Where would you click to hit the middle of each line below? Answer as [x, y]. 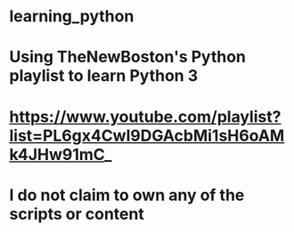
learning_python [72, 16]
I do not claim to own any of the [127, 195]
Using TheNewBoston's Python [128, 57]
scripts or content [77, 214]
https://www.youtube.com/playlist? [145, 116]
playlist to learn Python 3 [104, 76]
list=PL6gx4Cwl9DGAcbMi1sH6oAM [147, 136]
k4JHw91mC [57, 154]
